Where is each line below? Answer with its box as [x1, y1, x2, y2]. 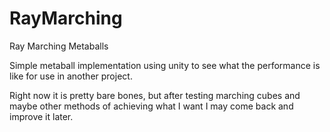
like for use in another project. [9, 70, 133, 82]
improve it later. [9, 110, 74, 122]
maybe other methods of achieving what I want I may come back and [9, 100, 294, 112]
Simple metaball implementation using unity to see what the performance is [9, 59, 321, 71]
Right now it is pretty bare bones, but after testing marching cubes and [9, 89, 301, 101]
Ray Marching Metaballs [9, 40, 109, 52]
